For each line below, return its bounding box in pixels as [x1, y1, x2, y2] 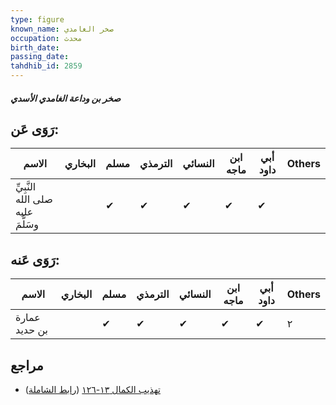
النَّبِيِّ [15, 180, 37, 194]
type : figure [10, 14, 65, 25]
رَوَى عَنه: [10, 251, 60, 268]
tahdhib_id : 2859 [10, 61, 83, 71]
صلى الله [15, 192, 53, 206]
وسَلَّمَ [15, 217, 40, 231]
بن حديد [15, 323, 49, 337]
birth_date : [10, 42, 60, 53]
